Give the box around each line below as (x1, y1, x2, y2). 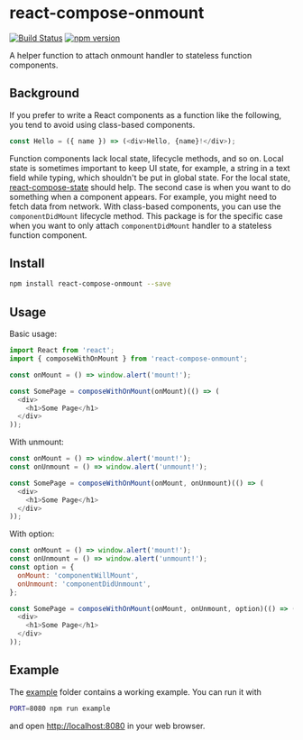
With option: (9, 528, 55, 539)
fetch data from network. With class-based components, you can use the (9, 201, 281, 212)
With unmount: (9, 436, 65, 448)
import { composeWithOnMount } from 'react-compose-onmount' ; (9, 354, 248, 363)
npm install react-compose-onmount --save (9, 279, 171, 288)
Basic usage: (9, 328, 58, 340)
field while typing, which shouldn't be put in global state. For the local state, (9, 172, 290, 183)
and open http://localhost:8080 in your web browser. (9, 720, 206, 731)
